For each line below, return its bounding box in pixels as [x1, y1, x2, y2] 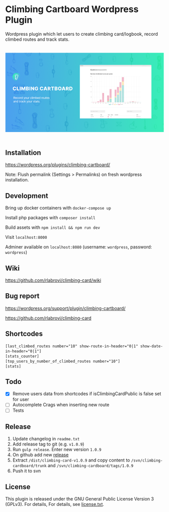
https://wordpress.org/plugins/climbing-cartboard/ [5, 162, 111, 168]
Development [5, 191, 49, 200]
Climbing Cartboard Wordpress [5, 4, 139, 15]
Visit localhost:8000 [5, 234, 47, 240]
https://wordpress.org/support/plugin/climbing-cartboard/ [5, 305, 126, 311]
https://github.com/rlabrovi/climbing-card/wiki [5, 277, 102, 283]
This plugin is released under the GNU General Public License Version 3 [5, 496, 154, 502]
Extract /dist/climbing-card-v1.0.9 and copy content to [12, 457, 130, 463]
